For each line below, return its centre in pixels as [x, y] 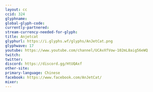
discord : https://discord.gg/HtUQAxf [44, 64]
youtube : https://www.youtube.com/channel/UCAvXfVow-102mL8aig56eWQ [76, 50]
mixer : [12, 82]
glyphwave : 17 [20, 46]
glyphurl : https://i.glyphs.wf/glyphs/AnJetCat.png [59, 41]
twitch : [13, 55]
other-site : [17, 69]
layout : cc [16, 9]
